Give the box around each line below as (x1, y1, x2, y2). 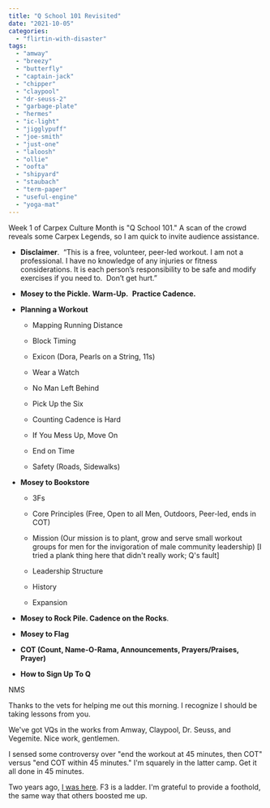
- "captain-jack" (15, 72, 75, 80)
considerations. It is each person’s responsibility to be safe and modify (19, 264, 257, 274)
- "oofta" (15, 163, 49, 171)
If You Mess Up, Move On (32, 430, 118, 440)
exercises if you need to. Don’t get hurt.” (19, 273, 158, 282)
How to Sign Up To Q (19, 668, 92, 678)
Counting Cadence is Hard (32, 415, 122, 424)
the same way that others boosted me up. (8, 790, 148, 800)
